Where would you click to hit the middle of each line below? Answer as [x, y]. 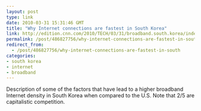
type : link [20, 17]
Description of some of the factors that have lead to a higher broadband [95, 89]
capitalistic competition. [36, 102]
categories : [21, 56]
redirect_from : [25, 45]
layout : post [22, 12]
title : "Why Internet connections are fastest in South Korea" [87, 28]
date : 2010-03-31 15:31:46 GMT [45, 23]
